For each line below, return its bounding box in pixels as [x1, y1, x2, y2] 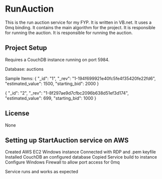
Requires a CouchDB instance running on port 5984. [5, 57, 110, 63]
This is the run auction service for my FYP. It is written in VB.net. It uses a [5, 19, 152, 25]
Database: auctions [5, 66, 44, 72]
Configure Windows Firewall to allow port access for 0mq [5, 159, 120, 165]
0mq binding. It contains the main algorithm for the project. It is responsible [5, 24, 156, 30]
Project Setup [5, 44, 48, 52]
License [5, 109, 30, 117]
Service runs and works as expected [5, 169, 79, 175]
